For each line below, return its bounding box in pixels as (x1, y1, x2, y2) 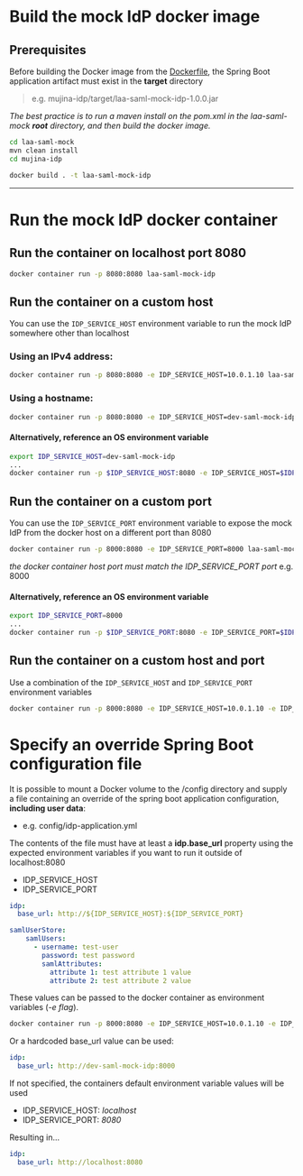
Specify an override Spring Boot (9, 734, 254, 755)
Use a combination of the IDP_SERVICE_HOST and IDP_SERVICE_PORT (9, 676, 253, 687)
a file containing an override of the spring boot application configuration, (9, 793, 280, 804)
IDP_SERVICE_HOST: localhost (22, 1105, 137, 1116)
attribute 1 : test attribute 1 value (49, 968, 192, 977)
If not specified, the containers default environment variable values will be (9, 1078, 285, 1089)
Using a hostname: (9, 392, 94, 405)
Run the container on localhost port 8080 (9, 245, 247, 261)
